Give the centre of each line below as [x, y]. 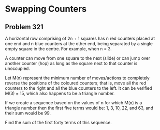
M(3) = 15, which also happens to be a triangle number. [60, 93]
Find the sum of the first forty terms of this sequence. [58, 122]
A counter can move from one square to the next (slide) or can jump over [78, 58]
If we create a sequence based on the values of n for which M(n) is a [73, 103]
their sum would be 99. [28, 113]
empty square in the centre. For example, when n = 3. [58, 49]
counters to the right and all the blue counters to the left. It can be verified [79, 88]
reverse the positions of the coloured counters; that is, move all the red [76, 83]
